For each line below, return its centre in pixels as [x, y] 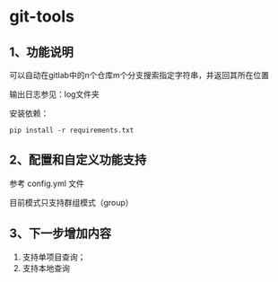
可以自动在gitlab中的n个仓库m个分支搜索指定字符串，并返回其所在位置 [139, 75]
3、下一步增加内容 [61, 234]
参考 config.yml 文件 [47, 183]
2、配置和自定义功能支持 [78, 160]
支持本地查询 [46, 268]
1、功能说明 [42, 52]
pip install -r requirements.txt [72, 130]
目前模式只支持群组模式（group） [71, 202]
